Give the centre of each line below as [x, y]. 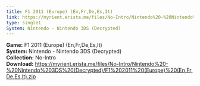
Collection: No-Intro [31, 58]
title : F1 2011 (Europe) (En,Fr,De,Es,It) [60, 12]
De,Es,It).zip [21, 77]
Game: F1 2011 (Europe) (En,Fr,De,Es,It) [54, 45]
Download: [20, 64]
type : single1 [24, 23]
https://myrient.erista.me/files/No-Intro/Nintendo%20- [101, 64]
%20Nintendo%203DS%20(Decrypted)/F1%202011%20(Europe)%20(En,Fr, [99, 70]
